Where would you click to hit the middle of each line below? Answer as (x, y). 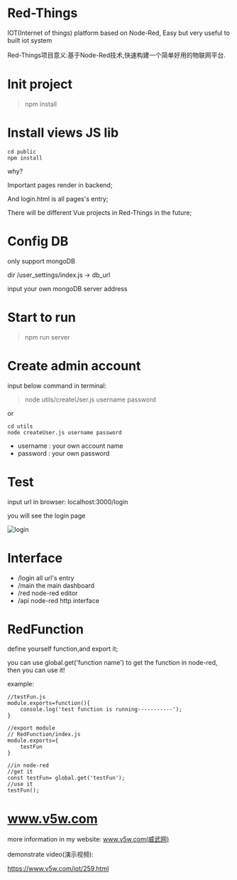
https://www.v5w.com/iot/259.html (58, 869)
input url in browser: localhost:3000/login (68, 502)
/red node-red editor (48, 593)
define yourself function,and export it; (63, 649)
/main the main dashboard (56, 585)
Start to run (42, 317)
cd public (22, 152)
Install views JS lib (63, 133)
